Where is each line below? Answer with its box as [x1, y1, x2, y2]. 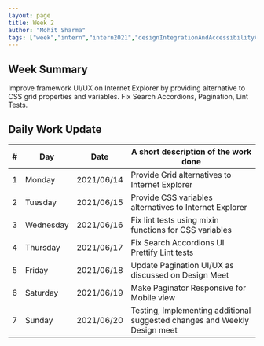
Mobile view [130, 292, 175, 303]
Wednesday [24, 219, 69, 230]
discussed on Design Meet [130, 269, 229, 280]
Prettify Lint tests [130, 247, 194, 258]
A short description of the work [130, 146, 252, 157]
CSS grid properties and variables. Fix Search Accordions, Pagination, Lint [8, 92, 249, 101]
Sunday [24, 315, 53, 326]
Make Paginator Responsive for [130, 282, 246, 293]
